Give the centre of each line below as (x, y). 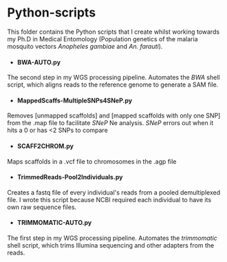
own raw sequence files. (42, 207)
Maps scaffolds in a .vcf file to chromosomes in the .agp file (92, 161)
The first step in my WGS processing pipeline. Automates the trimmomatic (112, 238)
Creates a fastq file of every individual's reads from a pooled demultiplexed (114, 192)
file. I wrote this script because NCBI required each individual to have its (109, 199)
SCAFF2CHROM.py (45, 146)
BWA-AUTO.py (39, 62)
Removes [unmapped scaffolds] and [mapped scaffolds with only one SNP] (114, 116)
